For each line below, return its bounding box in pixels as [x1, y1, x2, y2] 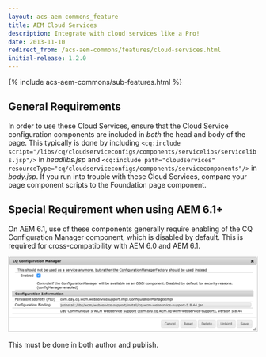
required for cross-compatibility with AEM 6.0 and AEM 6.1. [8, 241, 200, 250]
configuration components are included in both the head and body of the [8, 129, 246, 139]
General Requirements [8, 100, 121, 114]
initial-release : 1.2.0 [8, 55, 87, 63]
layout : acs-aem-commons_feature [8, 13, 119, 21]
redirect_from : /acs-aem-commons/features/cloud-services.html [8, 46, 222, 55]
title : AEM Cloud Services [8, 21, 97, 29]
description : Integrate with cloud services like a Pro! [8, 29, 200, 37]
